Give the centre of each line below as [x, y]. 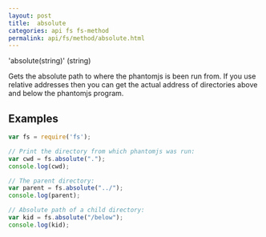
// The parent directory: [51, 181]
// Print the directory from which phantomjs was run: [102, 151]
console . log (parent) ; [44, 196]
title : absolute [37, 23]
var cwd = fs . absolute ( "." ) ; [57, 159]
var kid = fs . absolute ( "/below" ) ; [66, 218]
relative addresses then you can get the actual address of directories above [133, 85]
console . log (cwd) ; [39, 166]
